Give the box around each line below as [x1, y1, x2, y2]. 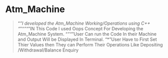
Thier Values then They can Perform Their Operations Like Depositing [17, 41, 163, 47]
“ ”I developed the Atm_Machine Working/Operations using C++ [17, 20, 151, 26]
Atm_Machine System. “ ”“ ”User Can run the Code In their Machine [17, 31, 157, 37]
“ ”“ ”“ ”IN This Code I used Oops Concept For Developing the [17, 25, 143, 31]
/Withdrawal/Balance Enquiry [17, 47, 79, 53]
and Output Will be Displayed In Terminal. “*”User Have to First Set [17, 36, 157, 42]
